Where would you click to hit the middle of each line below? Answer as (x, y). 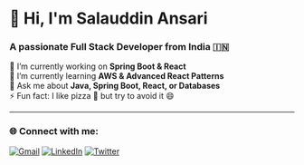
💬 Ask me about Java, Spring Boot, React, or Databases (115, 86)
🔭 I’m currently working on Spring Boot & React (98, 66)
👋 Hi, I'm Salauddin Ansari (109, 19)
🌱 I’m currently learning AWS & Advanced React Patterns (117, 76)
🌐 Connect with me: (54, 131)
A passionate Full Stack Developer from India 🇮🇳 (119, 47)
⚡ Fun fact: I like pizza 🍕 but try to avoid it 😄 (92, 96)
